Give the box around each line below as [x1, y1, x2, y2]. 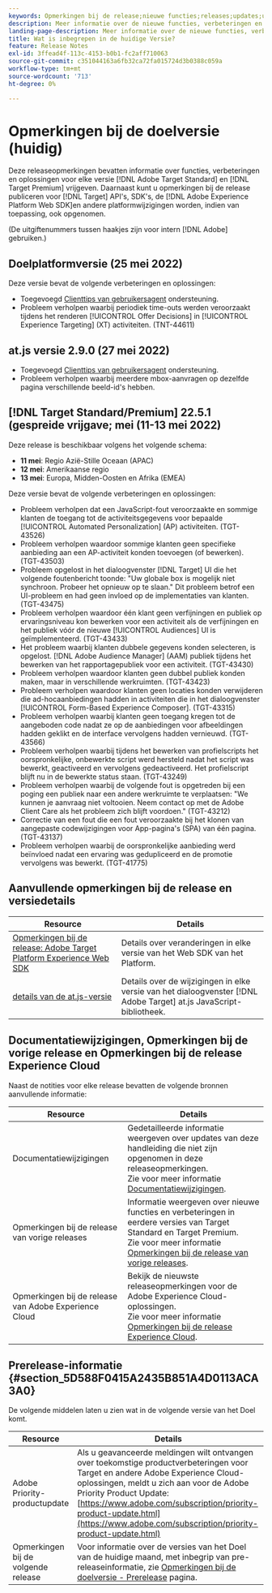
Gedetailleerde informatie [127, 1122, 224, 1133]
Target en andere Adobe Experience [76, 1467, 215, 1479]
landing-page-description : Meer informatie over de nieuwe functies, [8, 27, 249, 35]
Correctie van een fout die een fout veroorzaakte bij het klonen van [19, 815, 244, 824]
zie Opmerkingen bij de [147, 1561, 236, 1573]
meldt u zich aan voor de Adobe [127, 1478, 249, 1489]
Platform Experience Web [12, 952, 109, 963]
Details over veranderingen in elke [121, 936, 251, 948]
